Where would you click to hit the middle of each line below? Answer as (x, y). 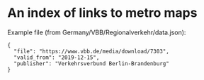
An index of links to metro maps (102, 13)
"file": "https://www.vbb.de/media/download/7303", (92, 51)
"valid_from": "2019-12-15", (57, 58)
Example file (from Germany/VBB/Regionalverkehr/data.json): (97, 32)
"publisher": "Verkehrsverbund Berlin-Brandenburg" (92, 64)
